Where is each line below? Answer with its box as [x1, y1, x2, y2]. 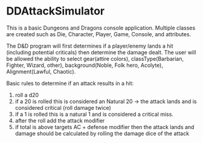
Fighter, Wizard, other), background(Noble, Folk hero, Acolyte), [6, 62, 163, 69]
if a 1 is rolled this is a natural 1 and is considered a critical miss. [14, 110, 174, 118]
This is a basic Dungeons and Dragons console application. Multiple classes [6, 24, 196, 31]
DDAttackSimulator [6, 4, 105, 18]
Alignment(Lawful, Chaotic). [6, 68, 76, 75]
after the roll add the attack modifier [14, 116, 105, 124]
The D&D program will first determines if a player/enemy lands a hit [6, 42, 173, 49]
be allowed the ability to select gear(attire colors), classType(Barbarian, [6, 55, 184, 62]
